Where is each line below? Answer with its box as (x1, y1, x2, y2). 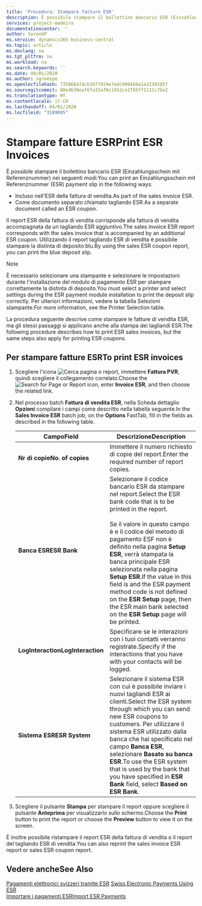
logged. (109, 665, 131, 673)
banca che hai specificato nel (109, 735, 193, 743)
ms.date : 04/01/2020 (6, 70, 58, 76)
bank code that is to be (109, 497, 174, 506)
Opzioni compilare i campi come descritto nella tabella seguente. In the (14, 405, 191, 412)
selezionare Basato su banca (109, 750, 193, 758)
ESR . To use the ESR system (109, 758, 188, 766)
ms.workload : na (6, 59, 47, 65)
